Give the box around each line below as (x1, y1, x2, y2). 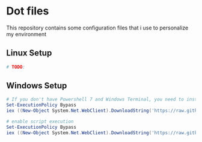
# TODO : (6, 64, 26, 70)
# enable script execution (6, 119, 74, 125)
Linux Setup (6, 48, 52, 58)
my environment (6, 30, 47, 37)
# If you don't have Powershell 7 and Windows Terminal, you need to (6, 96, 185, 103)
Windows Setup (6, 81, 67, 91)
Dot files (6, 4, 49, 18)
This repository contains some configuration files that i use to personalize (6, 24, 189, 31)
